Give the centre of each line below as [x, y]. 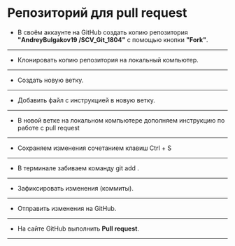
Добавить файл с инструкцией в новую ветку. [86, 100]
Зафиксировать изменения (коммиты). [76, 188]
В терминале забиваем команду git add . [78, 168]
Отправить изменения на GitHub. [67, 208]
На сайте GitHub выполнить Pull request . [78, 228]
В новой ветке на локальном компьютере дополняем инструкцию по [121, 120]
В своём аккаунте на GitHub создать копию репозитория [102, 32]
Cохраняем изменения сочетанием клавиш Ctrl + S [94, 148]
